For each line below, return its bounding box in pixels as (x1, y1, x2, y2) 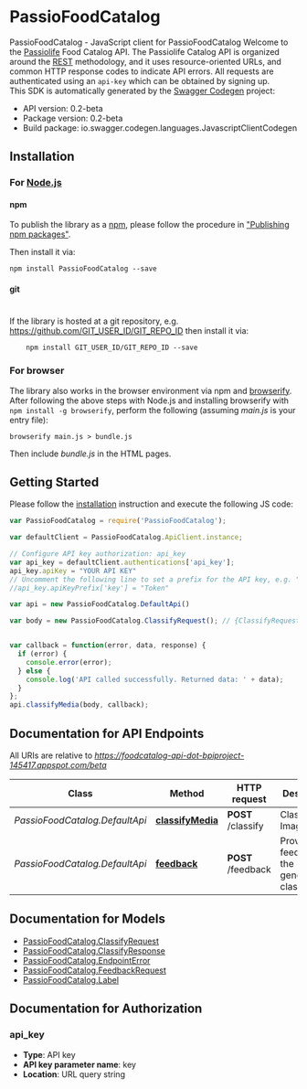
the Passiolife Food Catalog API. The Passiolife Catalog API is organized (9, 46, 281, 57)
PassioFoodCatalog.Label (22, 974, 120, 985)
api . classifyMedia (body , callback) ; (9, 700, 149, 710)
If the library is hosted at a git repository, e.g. (9, 315, 179, 326)
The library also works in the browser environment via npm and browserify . (9, 385, 292, 396)
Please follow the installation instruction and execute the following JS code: (9, 498, 294, 509)
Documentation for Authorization (9, 1001, 203, 1017)
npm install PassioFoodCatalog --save (9, 264, 157, 273)
